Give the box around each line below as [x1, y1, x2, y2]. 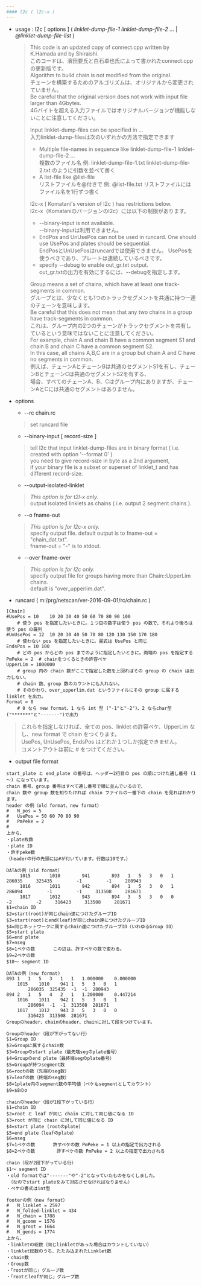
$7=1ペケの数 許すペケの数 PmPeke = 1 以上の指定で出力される [6, 1141, 162, 1147]
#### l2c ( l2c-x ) [6, 8, 55, 15]
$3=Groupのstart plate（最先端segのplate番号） [6, 1048, 120, 1055]
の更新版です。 [30, 65, 68, 72]
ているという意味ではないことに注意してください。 [30, 330, 157, 337]
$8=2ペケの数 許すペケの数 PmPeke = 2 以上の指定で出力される [6, 1148, 165, 1154]
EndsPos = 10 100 [6, 643, 50, 649]
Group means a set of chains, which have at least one [30, 280, 164, 287]
